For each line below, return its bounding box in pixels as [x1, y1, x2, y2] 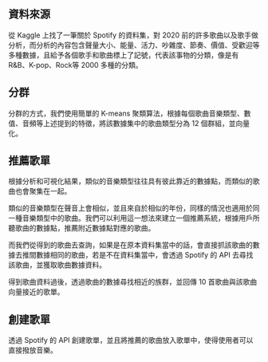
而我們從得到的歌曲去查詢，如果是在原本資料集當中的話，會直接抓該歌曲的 [8, 240, 253, 250]
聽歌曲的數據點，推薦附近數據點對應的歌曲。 [8, 223, 156, 233]
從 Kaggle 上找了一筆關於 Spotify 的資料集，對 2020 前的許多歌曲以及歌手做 [8, 30, 259, 40]
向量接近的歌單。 [8, 287, 65, 297]
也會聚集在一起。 [14, 187, 72, 196]
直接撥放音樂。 [8, 345, 57, 355]
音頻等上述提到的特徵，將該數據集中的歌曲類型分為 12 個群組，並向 [22, 118, 243, 128]
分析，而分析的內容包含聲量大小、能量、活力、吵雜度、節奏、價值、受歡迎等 [8, 40, 260, 49]
